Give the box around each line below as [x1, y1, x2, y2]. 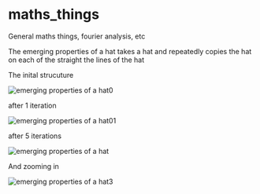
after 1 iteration [8, 101, 57, 110]
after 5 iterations [8, 131, 61, 141]
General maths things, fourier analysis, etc [8, 31, 146, 41]
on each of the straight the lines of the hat [8, 55, 145, 64]
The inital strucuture [8, 70, 74, 79]
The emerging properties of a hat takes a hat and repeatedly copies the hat [8, 46, 252, 56]
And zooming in [8, 161, 59, 170]
